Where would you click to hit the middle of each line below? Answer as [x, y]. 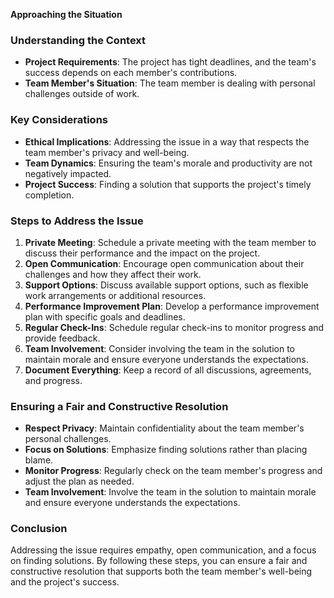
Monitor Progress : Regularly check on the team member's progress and [173, 471]
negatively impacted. [68, 173]
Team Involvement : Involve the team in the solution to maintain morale [170, 492]
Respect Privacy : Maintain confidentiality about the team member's [164, 428]
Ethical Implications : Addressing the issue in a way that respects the [167, 141]
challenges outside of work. [82, 94]
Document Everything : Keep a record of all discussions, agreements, [168, 370]
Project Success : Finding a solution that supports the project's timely [168, 184]
